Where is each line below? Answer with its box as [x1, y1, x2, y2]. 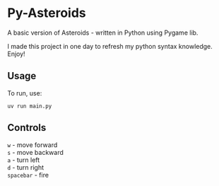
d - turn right [7, 163, 45, 171]
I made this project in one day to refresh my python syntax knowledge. [7, 42, 213, 50]
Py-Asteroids [7, 5, 86, 21]
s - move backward [7, 148, 64, 156]
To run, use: [7, 88, 42, 97]
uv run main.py [7, 103, 52, 110]
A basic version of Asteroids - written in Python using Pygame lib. [7, 28, 199, 37]
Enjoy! [7, 50, 26, 58]
